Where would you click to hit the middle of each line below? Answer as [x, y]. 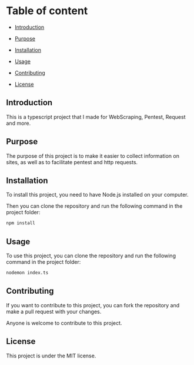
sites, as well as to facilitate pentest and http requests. [72, 162]
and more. [19, 123]
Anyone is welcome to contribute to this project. [64, 323]
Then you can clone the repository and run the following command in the [94, 206]
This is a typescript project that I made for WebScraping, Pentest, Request [96, 117]
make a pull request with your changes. [54, 311]
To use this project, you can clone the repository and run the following [91, 256]
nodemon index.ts [27, 273]
